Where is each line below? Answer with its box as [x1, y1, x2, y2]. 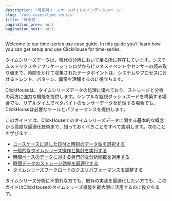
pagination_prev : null [5, 22, 54, 27]
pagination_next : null [5, 27, 54, 32]
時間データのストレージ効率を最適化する [12, 160, 99, 167]
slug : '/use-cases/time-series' [5, 12, 74, 17]
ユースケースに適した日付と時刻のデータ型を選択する [12, 141, 125, 147]
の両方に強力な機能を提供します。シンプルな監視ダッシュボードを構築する [5, 94, 163, 100]
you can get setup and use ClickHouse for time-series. [5, 46, 121, 52]
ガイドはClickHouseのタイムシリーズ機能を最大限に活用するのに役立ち [5, 184, 156, 190]
